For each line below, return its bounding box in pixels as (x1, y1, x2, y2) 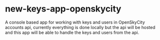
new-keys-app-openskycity (5, 3, 122, 14)
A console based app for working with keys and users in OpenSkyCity (5, 19, 145, 25)
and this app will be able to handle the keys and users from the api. (5, 29, 140, 35)
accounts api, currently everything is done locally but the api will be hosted (5, 24, 156, 30)
